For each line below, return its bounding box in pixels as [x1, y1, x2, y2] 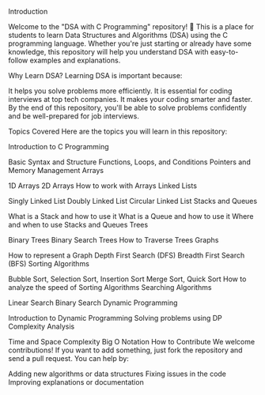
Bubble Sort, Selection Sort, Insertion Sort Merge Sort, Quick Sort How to [8, 274, 247, 284]
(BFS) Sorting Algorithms [8, 259, 89, 268]
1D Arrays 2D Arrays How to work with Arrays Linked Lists [8, 181, 198, 190]
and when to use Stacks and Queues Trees [8, 220, 149, 229]
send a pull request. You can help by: [8, 354, 129, 363]
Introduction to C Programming [8, 142, 109, 151]
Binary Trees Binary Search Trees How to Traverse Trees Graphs [8, 235, 219, 244]
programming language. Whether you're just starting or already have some [8, 39, 252, 48]
